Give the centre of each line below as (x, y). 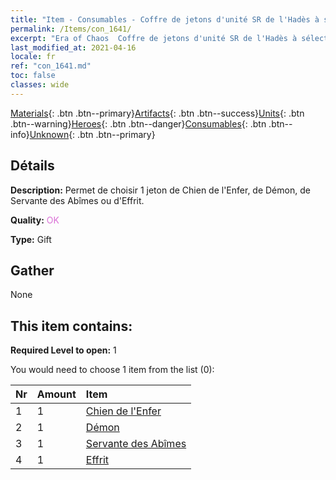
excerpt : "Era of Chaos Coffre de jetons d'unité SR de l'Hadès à (154, 38)
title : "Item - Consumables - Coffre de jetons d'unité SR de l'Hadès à (165, 19)
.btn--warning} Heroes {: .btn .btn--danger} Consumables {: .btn (138, 123)
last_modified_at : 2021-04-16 (73, 47)
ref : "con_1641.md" (51, 66)
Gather (32, 270)
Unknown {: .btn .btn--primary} (92, 134)
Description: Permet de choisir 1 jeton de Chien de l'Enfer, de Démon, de (160, 190)
